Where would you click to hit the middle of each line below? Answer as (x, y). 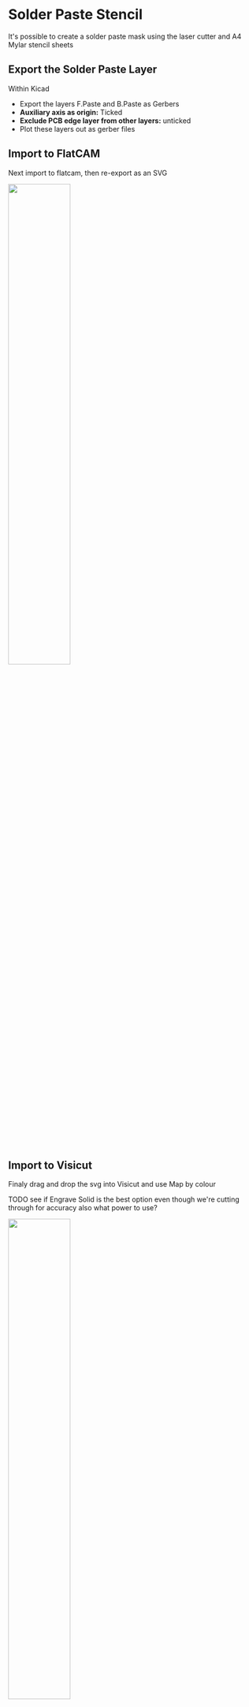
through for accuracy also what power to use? (83, 1208)
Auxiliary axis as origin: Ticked (71, 112)
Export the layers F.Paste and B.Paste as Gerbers (99, 103)
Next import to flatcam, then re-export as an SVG (88, 173)
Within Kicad (29, 88)
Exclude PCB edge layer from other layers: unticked (105, 121)
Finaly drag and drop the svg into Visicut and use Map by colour (112, 1184)
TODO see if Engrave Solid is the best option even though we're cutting (124, 1199)
